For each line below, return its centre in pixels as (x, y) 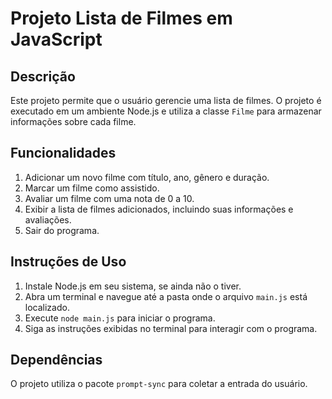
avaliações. (48, 219)
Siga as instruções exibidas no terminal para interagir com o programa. (171, 328)
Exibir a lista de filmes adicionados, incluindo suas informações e (159, 209)
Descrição (43, 76)
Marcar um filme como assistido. (92, 188)
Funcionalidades (63, 153)
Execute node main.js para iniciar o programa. (120, 318)
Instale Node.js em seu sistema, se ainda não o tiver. (133, 286)
